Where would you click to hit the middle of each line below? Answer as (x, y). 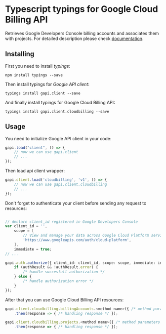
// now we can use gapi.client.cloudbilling (61, 184)
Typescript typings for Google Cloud (82, 9)
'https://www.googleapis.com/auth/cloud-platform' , (77, 240)
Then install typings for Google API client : (47, 84)
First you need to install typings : (38, 66)
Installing (20, 54)
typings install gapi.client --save (43, 93)
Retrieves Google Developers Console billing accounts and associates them (82, 33)
